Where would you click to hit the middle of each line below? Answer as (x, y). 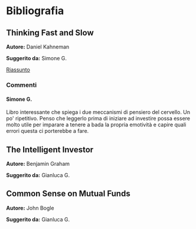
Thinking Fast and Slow (50, 33)
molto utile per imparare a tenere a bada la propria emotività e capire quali (96, 125)
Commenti (22, 85)
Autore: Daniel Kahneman (38, 47)
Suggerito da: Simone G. (36, 58)
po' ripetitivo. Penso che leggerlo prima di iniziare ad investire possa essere (98, 119)
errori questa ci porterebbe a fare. (48, 131)
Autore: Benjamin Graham (38, 163)
